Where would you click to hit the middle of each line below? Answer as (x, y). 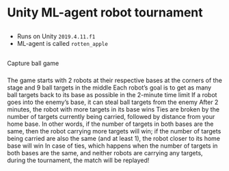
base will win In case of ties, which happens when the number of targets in (112, 146)
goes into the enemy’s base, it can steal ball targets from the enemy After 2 (113, 102)
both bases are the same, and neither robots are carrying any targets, (105, 153)
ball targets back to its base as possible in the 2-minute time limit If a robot (112, 94)
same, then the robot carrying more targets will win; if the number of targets (114, 131)
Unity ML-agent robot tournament (105, 13)
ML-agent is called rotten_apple (62, 43)
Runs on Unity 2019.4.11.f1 (56, 36)
